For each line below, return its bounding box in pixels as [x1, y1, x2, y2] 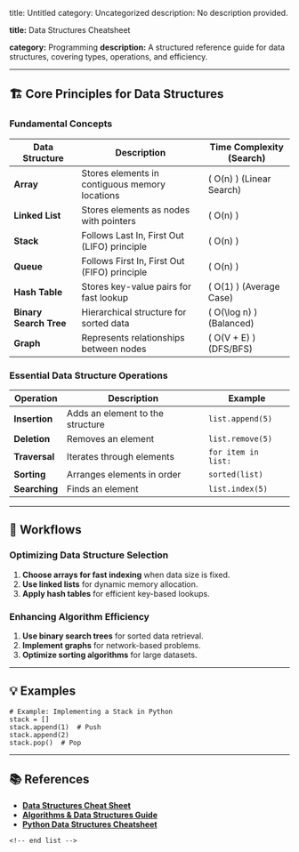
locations [81, 189, 120, 201]
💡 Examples [9, 684, 77, 699]
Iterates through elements [66, 450, 175, 462]
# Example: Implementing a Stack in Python [9, 707, 174, 716]
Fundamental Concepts [9, 117, 113, 130]
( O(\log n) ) [207, 306, 258, 318]
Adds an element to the [66, 406, 165, 419]
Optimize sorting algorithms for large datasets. [21, 649, 198, 660]
